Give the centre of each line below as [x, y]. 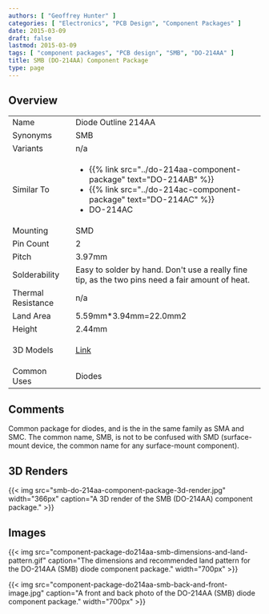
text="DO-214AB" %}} [171, 179]
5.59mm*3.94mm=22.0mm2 [131, 315]
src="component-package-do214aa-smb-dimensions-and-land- [141, 552]
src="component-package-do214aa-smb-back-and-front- [131, 584]
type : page [26, 68]
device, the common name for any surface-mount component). [135, 445]
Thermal [28, 292]
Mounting [30, 230]
